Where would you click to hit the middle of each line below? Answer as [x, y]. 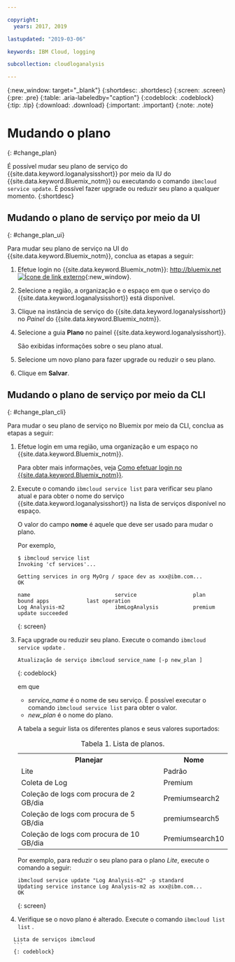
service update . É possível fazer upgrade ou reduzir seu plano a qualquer [114, 189]
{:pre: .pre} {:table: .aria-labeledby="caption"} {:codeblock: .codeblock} [111, 98]
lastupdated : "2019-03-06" [47, 39]
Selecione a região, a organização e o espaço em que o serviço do [114, 290]
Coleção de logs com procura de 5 [78, 814]
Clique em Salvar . [43, 373]
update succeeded [43, 613]
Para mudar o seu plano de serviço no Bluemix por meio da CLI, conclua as [115, 425]
